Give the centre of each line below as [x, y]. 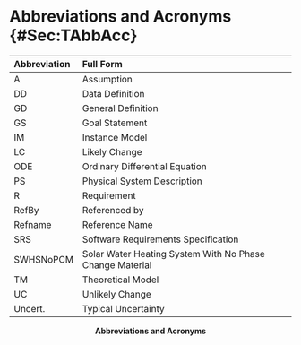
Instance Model [115, 137]
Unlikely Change [117, 294]
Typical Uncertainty [123, 308]
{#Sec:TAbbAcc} [73, 35]
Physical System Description [142, 181]
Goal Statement [115, 123]
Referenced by [113, 210]
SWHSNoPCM [44, 259]
